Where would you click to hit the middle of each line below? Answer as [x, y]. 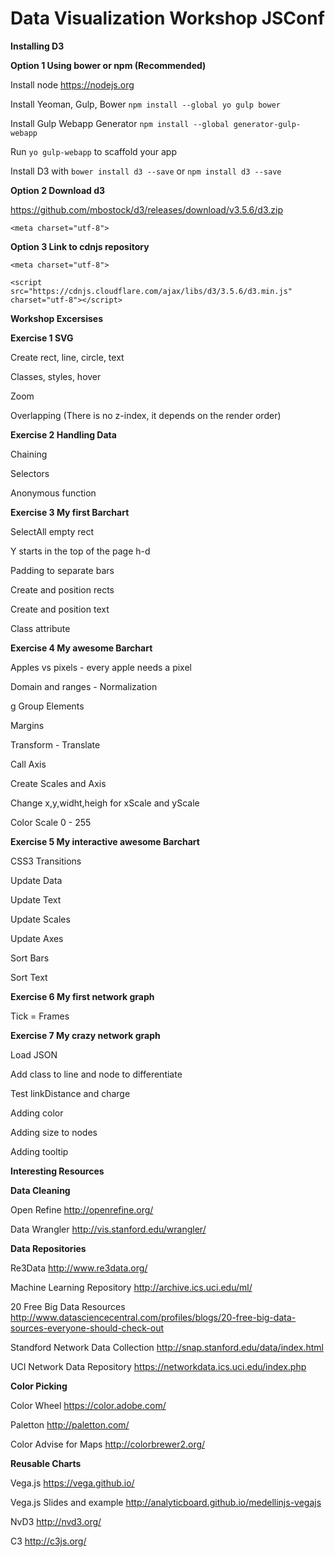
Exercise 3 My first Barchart [70, 512]
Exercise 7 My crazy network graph [85, 1035]
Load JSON [34, 1054]
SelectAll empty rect [52, 531]
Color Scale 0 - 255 [51, 822]
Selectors [30, 473]
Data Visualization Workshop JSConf [167, 18]
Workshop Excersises [57, 318]
